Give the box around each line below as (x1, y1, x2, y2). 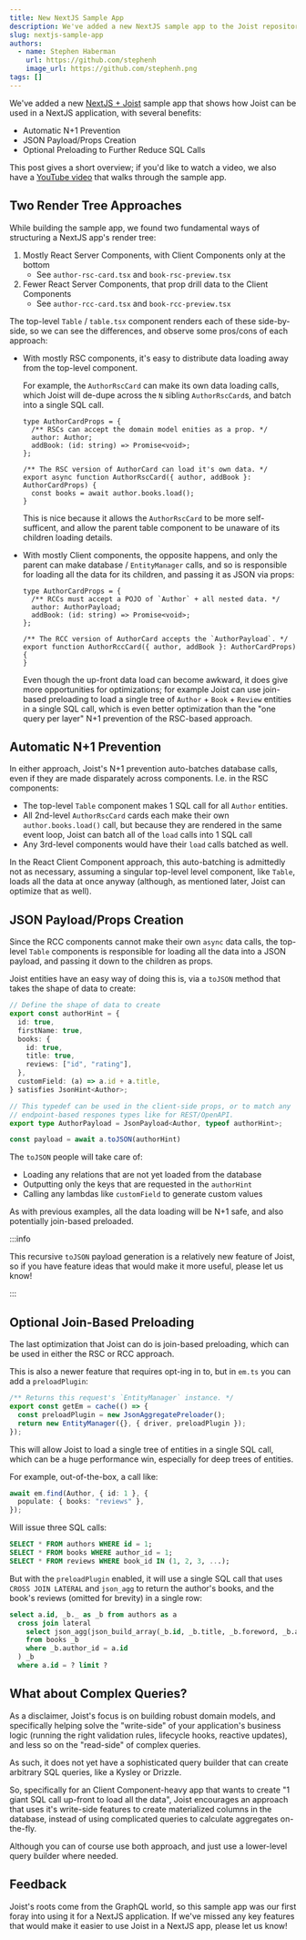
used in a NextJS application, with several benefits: (9, 107, 202, 118)
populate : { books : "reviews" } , (17, 1497, 145, 1506)
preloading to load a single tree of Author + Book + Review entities (48, 693, 291, 704)
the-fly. (9, 1823, 37, 1833)
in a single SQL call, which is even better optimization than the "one (22, 703, 276, 714)
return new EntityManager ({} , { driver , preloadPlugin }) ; (17, 1418, 247, 1428)
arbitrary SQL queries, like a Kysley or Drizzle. (9, 1766, 182, 1777)
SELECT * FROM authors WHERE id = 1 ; (9, 1540, 153, 1549)
